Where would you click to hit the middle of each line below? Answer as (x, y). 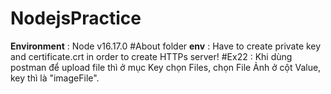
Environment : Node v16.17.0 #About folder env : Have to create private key (166, 46)
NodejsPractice (76, 18)
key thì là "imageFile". (55, 78)
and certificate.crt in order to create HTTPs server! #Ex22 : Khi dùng (151, 56)
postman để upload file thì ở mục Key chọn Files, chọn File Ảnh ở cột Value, (166, 67)
